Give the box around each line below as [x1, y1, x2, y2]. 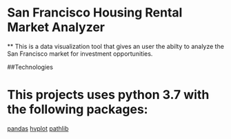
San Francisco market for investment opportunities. [7, 50, 153, 58]
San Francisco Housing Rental [7, 5, 183, 21]
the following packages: [7, 102, 148, 118]
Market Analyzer [7, 19, 106, 35]
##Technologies [7, 63, 54, 71]
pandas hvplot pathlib [7, 124, 69, 132]
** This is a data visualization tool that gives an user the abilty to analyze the [7, 42, 224, 50]
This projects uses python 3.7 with [7, 87, 210, 103]
